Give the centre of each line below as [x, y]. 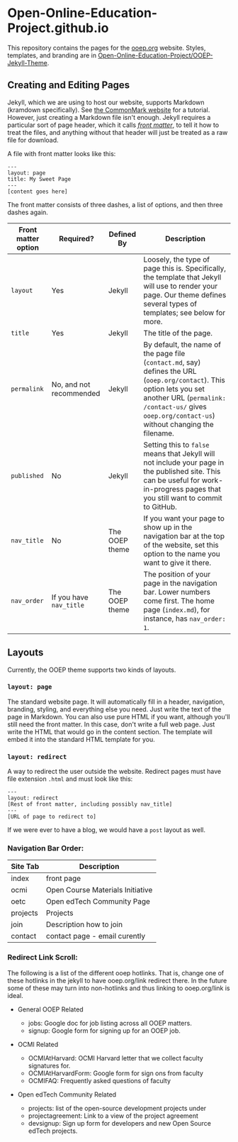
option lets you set [174, 389]
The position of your [177, 574]
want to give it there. [177, 562]
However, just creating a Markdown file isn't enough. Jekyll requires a [109, 117]
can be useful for [172, 480]
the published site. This [182, 471]
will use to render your [181, 286]
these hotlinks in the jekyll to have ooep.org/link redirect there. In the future [117, 980]
